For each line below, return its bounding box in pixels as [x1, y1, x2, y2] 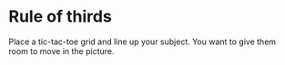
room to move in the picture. [8, 45, 115, 56]
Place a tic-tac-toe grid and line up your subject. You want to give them [8, 36, 277, 47]
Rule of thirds [8, 6, 113, 27]
